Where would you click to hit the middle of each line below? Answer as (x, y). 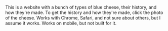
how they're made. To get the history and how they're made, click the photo (84, 12)
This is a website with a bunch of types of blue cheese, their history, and (81, 7)
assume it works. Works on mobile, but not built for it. (61, 23)
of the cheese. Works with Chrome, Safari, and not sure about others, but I (83, 18)
